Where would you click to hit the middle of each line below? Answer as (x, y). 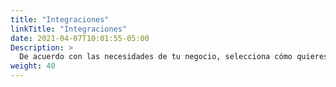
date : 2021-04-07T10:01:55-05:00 (80, 38)
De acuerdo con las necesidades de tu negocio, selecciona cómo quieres (174, 57)
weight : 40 (33, 66)
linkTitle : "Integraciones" (69, 29)
